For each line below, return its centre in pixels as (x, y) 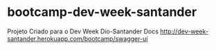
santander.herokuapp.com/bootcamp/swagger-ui (78, 38)
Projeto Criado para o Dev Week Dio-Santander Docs (83, 31)
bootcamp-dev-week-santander (102, 12)
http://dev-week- (184, 31)
